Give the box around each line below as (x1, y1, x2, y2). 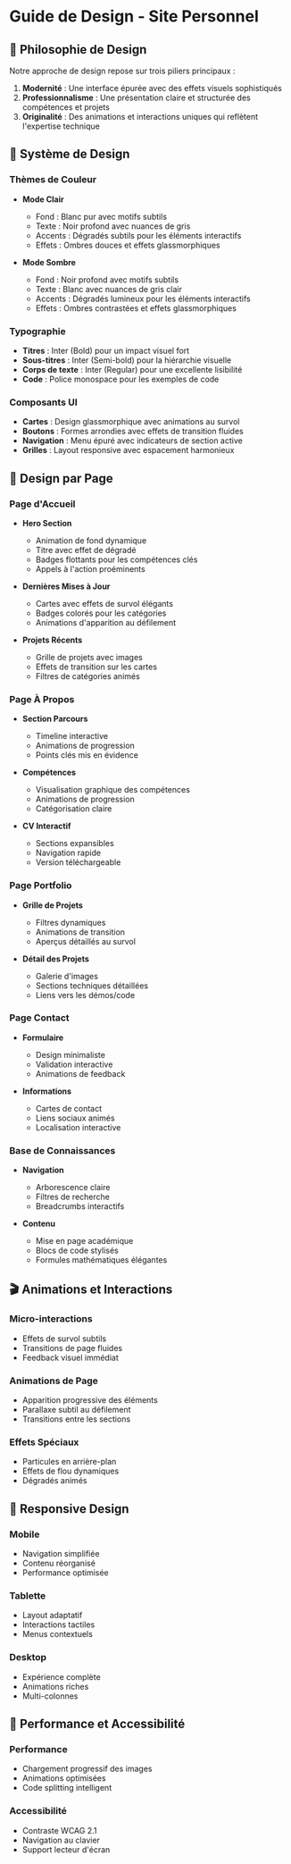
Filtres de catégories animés (35, 670, 140, 681)
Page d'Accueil (9, 498, 76, 510)
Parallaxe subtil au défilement (21, 1405, 131, 1415)
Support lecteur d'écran (21, 1843, 111, 1855)
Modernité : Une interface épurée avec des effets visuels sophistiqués (21, 83, 283, 93)
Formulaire (21, 1032, 64, 1043)
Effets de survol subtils (21, 1333, 107, 1344)
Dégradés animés (21, 1475, 87, 1486)
